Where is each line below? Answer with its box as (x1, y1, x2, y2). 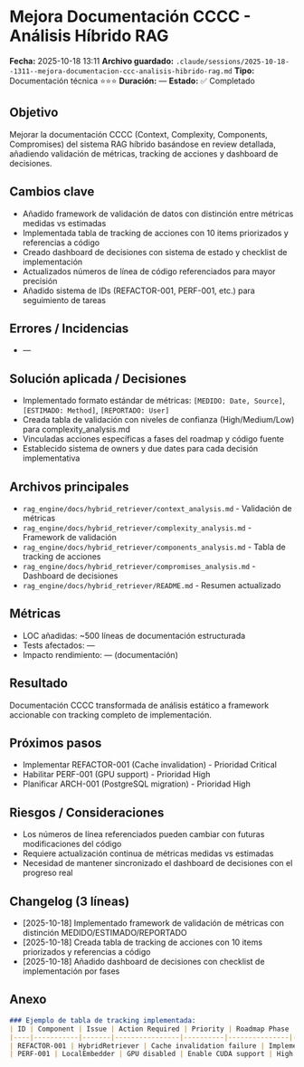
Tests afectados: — (22, 640, 95, 651)
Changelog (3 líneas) (9, 893, 129, 909)
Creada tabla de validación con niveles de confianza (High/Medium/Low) (22, 414, 295, 425)
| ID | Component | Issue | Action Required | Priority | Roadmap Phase (9, 1024, 290, 1034)
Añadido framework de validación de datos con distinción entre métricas (22, 208, 294, 219)
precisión (22, 275, 58, 286)
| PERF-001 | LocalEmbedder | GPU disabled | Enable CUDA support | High (9, 1050, 294, 1059)
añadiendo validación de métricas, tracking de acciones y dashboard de (9, 148, 279, 159)
